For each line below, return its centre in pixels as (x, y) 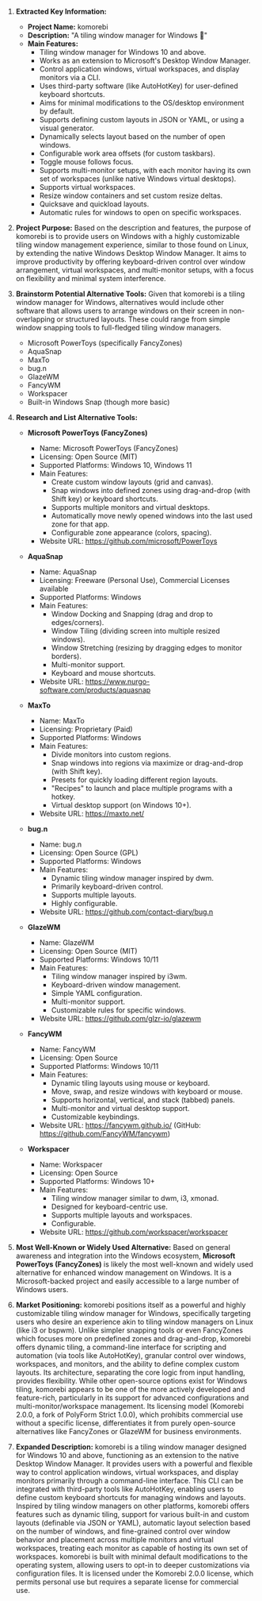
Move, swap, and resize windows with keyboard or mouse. (147, 1092)
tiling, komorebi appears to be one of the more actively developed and (130, 1389)
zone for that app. (80, 524)
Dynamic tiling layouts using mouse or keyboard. (131, 1083)
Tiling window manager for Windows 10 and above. (123, 52)
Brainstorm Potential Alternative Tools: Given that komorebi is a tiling (130, 294)
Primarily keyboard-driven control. (107, 886)
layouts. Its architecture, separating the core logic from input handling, (130, 1372)
